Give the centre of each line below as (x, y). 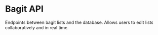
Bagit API (24, 9)
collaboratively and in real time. (37, 27)
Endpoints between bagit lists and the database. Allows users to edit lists (79, 22)
